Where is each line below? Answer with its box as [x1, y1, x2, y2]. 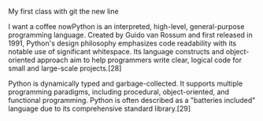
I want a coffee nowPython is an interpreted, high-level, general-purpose [8, 22, 245, 31]
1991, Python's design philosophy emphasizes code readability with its [8, 38, 237, 48]
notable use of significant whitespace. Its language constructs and [8, 47, 224, 56]
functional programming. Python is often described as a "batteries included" [8, 96, 256, 104]
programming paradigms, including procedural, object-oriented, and [8, 87, 230, 97]
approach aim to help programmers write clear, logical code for [36, 55, 243, 64]
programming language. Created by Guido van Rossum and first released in [8, 31, 254, 39]
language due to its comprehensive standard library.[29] [8, 104, 191, 113]
